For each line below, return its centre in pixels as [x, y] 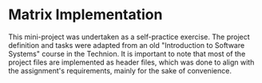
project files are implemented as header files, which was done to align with [131, 62]
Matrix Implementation [85, 15]
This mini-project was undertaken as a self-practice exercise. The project [129, 37]
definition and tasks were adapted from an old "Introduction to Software [127, 45]
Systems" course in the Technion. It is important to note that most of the [127, 53]
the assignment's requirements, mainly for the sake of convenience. [120, 70]
